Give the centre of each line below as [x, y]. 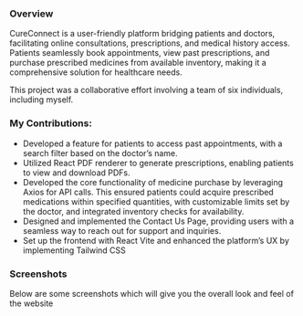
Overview [31, 14]
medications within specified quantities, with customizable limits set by [156, 201]
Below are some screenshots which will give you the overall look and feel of [152, 293]
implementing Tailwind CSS [74, 250]
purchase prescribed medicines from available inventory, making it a [138, 63]
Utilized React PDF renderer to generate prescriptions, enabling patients [158, 163]
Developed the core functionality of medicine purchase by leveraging [153, 182]
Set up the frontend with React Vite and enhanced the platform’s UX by [156, 240]
